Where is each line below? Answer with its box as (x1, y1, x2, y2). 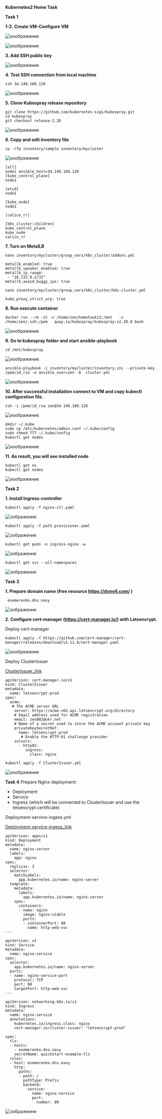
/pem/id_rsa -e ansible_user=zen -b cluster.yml (5, 370, 111, 375)
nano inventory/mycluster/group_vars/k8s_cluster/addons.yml (5, 253, 135, 258)
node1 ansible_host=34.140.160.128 (5, 169, 79, 174)
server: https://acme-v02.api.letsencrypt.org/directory (14, 708, 135, 713)
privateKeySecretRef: (14, 726, 59, 731)
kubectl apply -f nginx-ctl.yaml (5, 505, 75, 510)
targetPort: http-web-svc (14, 986, 68, 991)
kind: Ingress (5, 1004, 35, 1009)
